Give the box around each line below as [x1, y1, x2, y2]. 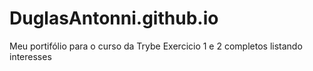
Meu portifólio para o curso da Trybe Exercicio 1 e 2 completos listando [9, 40, 303, 52]
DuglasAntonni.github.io [9, 7, 219, 30]
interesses [9, 50, 52, 62]
